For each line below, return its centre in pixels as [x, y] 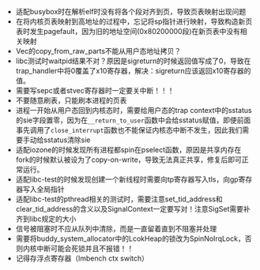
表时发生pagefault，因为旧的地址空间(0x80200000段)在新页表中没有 [128, 31]
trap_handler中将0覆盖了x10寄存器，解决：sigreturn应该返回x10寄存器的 [133, 71]
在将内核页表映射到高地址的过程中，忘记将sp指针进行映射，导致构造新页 [134, 21]
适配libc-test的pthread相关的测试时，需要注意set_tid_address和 [119, 199]
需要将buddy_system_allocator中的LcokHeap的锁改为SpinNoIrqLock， [130, 238]
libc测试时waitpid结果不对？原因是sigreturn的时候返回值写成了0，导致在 [133, 61]
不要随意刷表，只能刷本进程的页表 [71, 100]
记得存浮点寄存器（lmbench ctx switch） [82, 258]
